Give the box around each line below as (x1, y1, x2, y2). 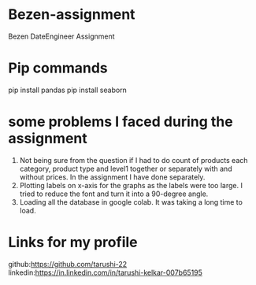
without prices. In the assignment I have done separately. (19, 172, 206, 182)
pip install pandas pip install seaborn (8, 85, 128, 94)
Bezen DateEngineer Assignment (8, 31, 116, 41)
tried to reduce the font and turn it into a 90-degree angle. (19, 189, 209, 198)
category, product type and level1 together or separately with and (19, 164, 232, 173)
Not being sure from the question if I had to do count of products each (19, 155, 248, 165)
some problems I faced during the (8, 113, 234, 131)
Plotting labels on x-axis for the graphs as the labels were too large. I (19, 180, 243, 190)
